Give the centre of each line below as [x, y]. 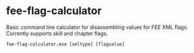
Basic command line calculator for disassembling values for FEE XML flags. [97, 27]
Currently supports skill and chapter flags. [57, 33]
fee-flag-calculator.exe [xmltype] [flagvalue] [66, 44]
